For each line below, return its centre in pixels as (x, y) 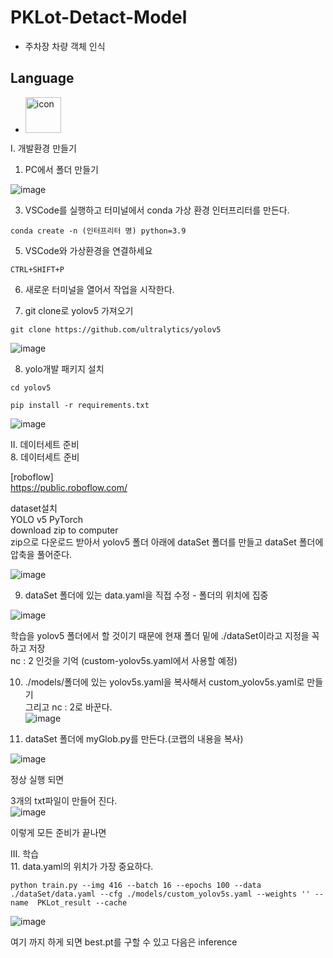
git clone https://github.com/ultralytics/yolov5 (116, 329)
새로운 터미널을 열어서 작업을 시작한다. (99, 289)
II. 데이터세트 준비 (45, 444)
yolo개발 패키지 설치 (64, 368)
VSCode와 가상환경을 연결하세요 (88, 250)
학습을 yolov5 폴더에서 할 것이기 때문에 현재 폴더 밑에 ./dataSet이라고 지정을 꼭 (165, 635)
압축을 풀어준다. (41, 554)
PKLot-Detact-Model (99, 17)
